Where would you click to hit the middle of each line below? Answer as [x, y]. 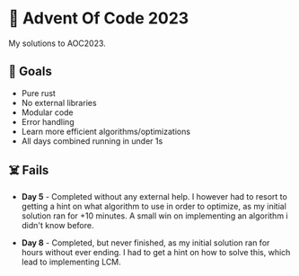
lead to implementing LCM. [71, 262]
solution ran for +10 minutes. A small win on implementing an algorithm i [154, 216]
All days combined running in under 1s [92, 141]
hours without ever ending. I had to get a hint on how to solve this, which [156, 252]
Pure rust [38, 93]
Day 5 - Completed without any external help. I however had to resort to [154, 196]
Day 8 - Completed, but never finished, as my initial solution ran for [145, 243]
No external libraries [59, 102]
